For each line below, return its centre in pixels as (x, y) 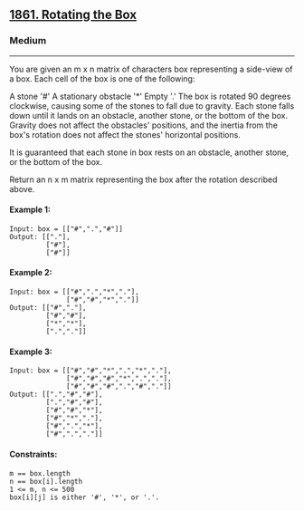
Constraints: (33, 454)
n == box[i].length (46, 481)
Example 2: (31, 273)
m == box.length (40, 473)
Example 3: (31, 352)
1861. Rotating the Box (73, 15)
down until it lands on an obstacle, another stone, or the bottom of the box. (148, 115)
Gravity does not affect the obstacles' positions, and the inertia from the (144, 125)
